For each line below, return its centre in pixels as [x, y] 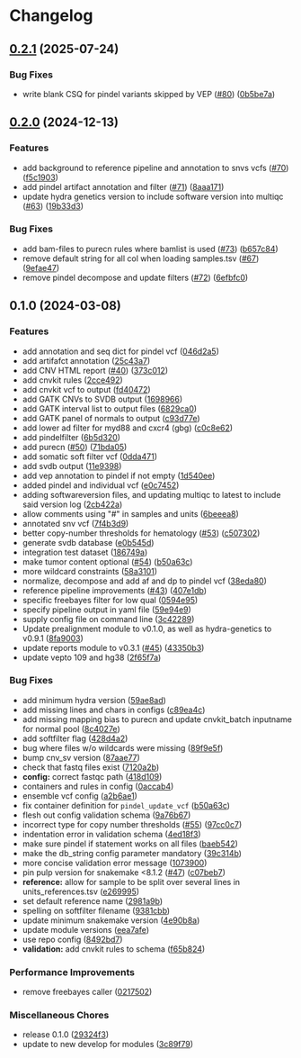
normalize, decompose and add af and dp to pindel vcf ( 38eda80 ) [145, 581]
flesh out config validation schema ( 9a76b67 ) [106, 815]
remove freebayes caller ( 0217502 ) [87, 992]
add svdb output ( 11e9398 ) [72, 466]
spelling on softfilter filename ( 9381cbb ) [96, 910]
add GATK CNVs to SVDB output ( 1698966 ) [102, 399]
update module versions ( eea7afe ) [86, 929]
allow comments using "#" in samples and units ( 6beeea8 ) [131, 513]
